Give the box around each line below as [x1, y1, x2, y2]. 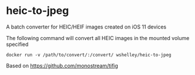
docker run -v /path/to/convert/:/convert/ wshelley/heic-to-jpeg [6, 52, 172, 58]
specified [6, 41, 29, 48]
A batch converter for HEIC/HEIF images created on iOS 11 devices [6, 23, 167, 30]
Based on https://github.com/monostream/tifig [6, 62, 118, 69]
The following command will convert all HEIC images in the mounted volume [6, 34, 190, 41]
